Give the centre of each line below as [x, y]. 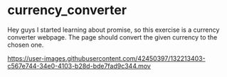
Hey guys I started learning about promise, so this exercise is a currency [114, 30]
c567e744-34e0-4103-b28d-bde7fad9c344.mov [79, 66]
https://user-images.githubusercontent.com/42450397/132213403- [106, 58]
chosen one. [26, 45]
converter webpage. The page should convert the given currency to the [112, 37]
